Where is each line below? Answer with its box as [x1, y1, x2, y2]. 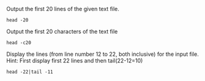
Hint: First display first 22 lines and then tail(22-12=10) [6, 57, 143, 64]
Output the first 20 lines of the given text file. [6, 6, 119, 12]
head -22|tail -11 [6, 69, 53, 75]
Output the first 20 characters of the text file [6, 28, 118, 35]
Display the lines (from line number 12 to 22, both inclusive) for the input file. [6, 50, 199, 58]
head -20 [6, 17, 29, 23]
